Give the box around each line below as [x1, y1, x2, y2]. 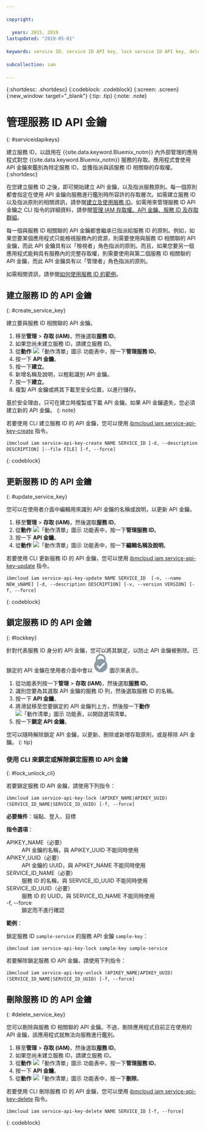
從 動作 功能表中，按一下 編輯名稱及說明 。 [15, 542, 169, 549]
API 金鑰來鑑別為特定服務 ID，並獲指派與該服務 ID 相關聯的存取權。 [6, 164, 176, 171]
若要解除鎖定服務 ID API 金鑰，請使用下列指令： [6, 957, 127, 964]
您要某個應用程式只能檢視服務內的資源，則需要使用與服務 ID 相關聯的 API [11, 234, 196, 242]
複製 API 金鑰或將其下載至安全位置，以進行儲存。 [15, 386, 140, 393]
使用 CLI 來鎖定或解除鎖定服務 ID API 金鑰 [6, 755, 128, 764]
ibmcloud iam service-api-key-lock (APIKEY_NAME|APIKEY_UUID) [6, 795, 168, 802]
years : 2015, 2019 [12, 29, 59, 35]
